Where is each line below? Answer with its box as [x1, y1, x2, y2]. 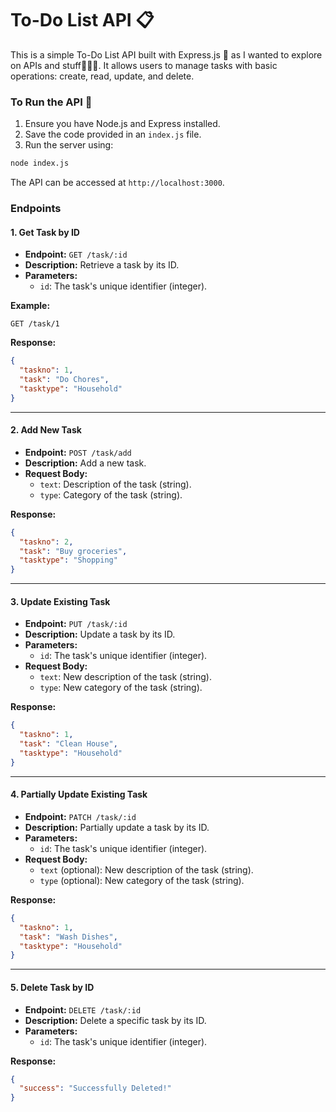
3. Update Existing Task [10, 595, 111, 607]
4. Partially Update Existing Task [10, 788, 148, 801]
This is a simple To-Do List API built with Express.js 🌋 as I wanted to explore [10, 48, 323, 61]
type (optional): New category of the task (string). [39, 874, 245, 886]
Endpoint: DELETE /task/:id [24, 1003, 142, 1016]
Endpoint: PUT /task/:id [24, 618, 128, 630]
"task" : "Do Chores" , [19, 374, 110, 384]
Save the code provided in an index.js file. [24, 128, 202, 141]
